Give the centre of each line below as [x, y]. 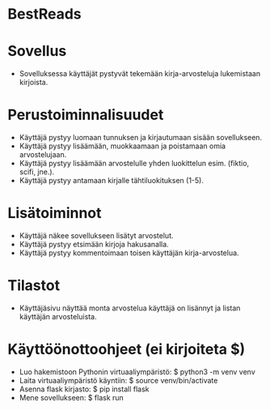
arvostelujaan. [43, 155]
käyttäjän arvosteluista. [58, 316]
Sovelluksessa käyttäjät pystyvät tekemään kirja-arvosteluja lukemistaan [139, 74]
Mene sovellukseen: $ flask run [72, 397]
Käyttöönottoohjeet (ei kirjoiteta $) [127, 350]
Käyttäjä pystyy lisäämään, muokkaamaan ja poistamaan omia [122, 146]
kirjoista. [34, 83]
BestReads [44, 14]
